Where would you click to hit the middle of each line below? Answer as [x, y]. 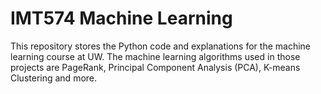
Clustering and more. [54, 78]
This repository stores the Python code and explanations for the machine [160, 46]
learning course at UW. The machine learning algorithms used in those [155, 56]
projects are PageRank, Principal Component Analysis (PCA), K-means [155, 67]
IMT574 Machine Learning [121, 18]
